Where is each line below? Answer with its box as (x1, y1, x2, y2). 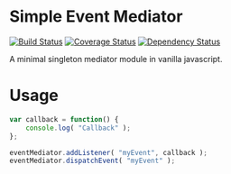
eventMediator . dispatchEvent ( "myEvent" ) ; (9, 156, 176, 166)
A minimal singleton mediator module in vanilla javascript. (9, 53, 223, 64)
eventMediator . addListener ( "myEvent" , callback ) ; (9, 148, 208, 157)
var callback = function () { (9, 114, 119, 124)
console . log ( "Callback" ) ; (25, 124, 131, 133)
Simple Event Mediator (9, 6, 183, 27)
